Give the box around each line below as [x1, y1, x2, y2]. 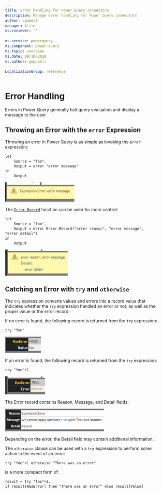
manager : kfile [5, 23, 36, 28]
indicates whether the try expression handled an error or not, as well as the [5, 303, 156, 309]
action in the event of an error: [5, 450, 66, 456]
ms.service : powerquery [5, 39, 53, 44]
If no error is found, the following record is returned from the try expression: [5, 318, 158, 324]
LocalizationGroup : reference [5, 69, 66, 74]
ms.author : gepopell [5, 59, 47, 64]
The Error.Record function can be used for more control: [5, 206, 118, 212]
